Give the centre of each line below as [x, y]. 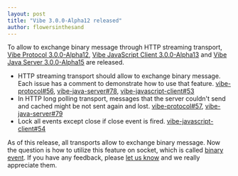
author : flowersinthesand [45, 27]
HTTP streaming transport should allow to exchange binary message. [119, 76]
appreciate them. [32, 165]
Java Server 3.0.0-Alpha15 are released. [66, 62]
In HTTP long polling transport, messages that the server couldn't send [121, 99]
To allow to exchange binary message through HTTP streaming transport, [115, 48]
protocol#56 [36, 91]
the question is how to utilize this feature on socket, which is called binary [115, 150]
